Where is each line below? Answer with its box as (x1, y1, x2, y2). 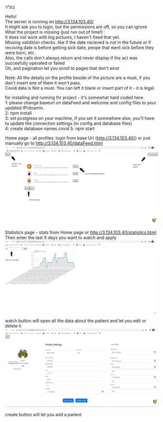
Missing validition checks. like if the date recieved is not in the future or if (5, 39, 151, 45)
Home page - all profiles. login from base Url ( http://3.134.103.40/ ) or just (5, 135, 151, 141)
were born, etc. (5, 50, 35, 56)
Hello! (5, 14, 17, 19)
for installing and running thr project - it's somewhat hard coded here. (5, 95, 145, 100)
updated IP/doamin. (5, 105, 45, 111)
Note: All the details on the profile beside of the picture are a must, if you (5, 75, 150, 80)
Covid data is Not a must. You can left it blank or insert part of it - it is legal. (5, 85, 155, 91)
